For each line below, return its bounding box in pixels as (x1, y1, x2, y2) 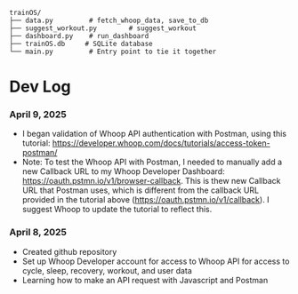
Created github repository (21, 246, 117, 257)
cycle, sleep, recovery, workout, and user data (21, 265, 193, 275)
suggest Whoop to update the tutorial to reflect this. (21, 204, 213, 215)
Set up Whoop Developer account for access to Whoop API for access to (21, 256, 290, 266)
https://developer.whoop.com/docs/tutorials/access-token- (52, 138, 270, 148)
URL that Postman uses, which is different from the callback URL (21, 185, 260, 195)
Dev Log (9, 76, 71, 97)
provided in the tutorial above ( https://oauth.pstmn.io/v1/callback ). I (21, 195, 270, 205)
